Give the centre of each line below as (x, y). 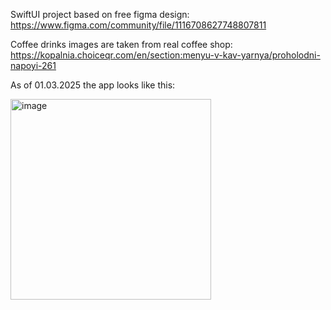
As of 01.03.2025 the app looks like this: (93, 85)
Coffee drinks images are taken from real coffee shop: (121, 44)
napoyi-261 (33, 65)
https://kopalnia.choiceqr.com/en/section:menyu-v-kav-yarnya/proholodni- (165, 55)
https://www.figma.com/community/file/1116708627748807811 (138, 25)
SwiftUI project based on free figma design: (100, 14)
